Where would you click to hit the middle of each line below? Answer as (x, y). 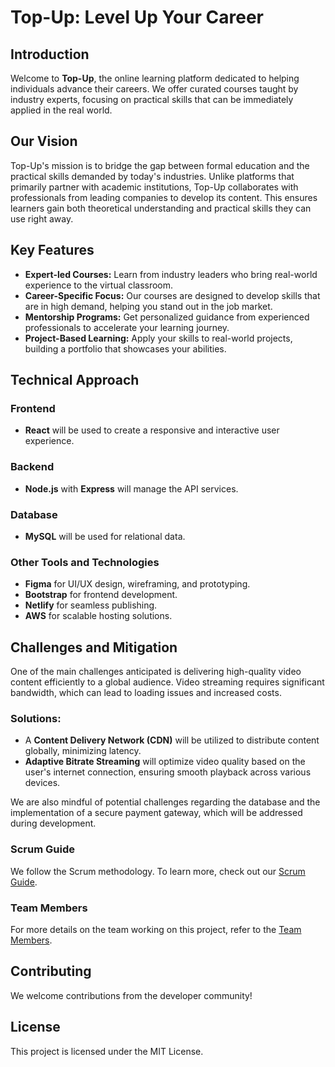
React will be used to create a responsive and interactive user (152, 430)
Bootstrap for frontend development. (101, 595)
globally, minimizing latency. (83, 751)
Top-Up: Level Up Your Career (137, 17)
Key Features (52, 250)
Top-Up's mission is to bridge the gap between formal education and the (160, 165)
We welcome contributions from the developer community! (131, 995)
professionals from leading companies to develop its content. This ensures (164, 197)
